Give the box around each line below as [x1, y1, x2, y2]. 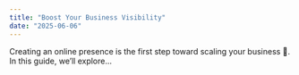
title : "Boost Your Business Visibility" [9, 12, 167, 22]
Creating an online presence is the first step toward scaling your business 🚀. [9, 46, 291, 56]
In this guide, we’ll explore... [9, 55, 113, 66]
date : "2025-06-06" [9, 21, 82, 30]
